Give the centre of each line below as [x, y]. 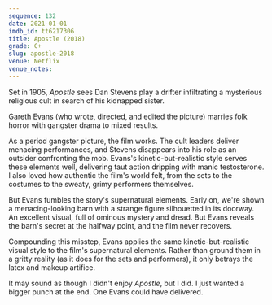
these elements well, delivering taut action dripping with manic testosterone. [136, 167]
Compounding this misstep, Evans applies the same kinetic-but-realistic [129, 242]
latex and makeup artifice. [52, 267]
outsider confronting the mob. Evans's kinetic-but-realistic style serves [128, 158]
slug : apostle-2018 [42, 54]
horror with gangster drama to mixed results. [83, 125]
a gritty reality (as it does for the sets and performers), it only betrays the [131, 259]
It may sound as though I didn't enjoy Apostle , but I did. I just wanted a [127, 283]
